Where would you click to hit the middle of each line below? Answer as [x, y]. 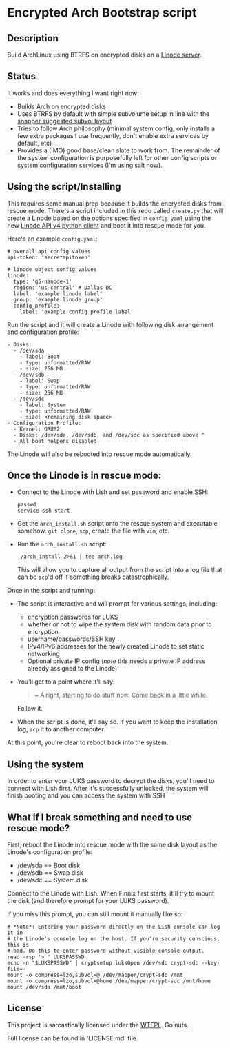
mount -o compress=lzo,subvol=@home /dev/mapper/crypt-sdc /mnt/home [109, 981]
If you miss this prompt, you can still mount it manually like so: [95, 914]
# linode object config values [52, 269]
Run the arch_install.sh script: [62, 544]
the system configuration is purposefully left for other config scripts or [117, 157]
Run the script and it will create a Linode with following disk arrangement [111, 324]
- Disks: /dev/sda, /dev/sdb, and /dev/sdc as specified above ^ [109, 435]
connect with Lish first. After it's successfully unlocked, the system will [108, 789]
